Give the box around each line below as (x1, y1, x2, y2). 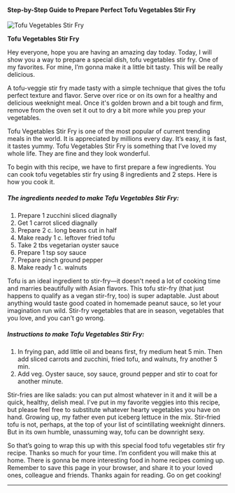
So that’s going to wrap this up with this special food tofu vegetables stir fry (7, 441, 225, 450)
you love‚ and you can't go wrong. (7, 314, 106, 323)
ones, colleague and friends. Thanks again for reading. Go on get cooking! (7, 471, 222, 480)
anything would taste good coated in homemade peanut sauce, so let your (7, 299, 222, 307)
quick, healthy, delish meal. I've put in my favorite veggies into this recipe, (7, 398, 220, 406)
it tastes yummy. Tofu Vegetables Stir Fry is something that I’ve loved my (7, 142, 217, 150)
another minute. (17, 377, 64, 385)
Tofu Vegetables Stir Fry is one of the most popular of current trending (7, 127, 211, 135)
